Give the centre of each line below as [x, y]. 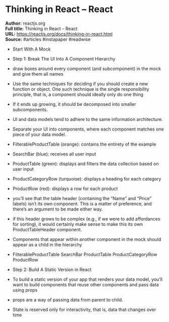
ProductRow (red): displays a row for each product [65, 188]
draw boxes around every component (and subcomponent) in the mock [87, 69]
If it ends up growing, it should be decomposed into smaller [74, 104]
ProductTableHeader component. [47, 229]
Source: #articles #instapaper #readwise [48, 39]
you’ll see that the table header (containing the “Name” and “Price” [82, 198]
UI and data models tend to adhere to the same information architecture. [88, 119]
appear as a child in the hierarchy [47, 244]
